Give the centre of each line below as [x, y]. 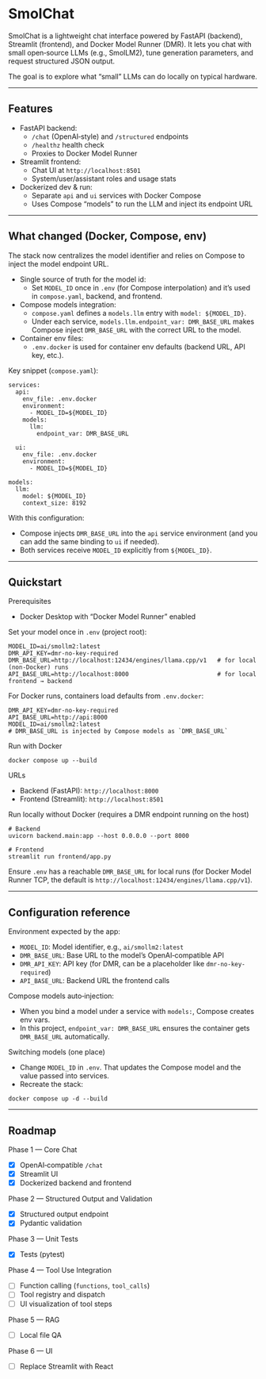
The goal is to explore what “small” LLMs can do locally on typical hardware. [133, 76]
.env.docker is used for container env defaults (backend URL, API [138, 347]
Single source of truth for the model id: [83, 279]
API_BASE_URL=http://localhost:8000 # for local [133, 674]
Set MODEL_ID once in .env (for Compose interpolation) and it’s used [141, 287]
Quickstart [35, 582]
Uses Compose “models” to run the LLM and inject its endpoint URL [142, 204]
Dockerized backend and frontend [76, 1183]
